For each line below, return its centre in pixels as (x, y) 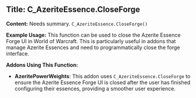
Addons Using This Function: (42, 65)
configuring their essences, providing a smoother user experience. (95, 88)
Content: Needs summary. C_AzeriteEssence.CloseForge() (77, 23)
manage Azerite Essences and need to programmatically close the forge (93, 47)
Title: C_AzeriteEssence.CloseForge (73, 10)
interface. (18, 53)
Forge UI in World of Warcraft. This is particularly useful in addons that (91, 41)
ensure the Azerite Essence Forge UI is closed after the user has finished (102, 82)
